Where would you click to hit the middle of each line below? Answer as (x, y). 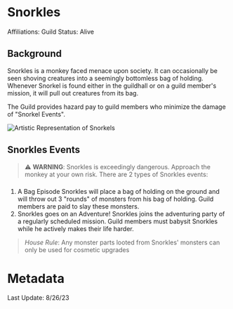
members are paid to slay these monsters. (78, 206)
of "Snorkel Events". (36, 114)
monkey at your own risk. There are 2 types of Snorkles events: (116, 174)
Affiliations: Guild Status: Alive (51, 32)
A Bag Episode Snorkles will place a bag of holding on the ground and (118, 192)
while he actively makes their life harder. (76, 229)
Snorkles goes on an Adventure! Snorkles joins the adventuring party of (121, 214)
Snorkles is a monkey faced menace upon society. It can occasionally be (113, 70)
